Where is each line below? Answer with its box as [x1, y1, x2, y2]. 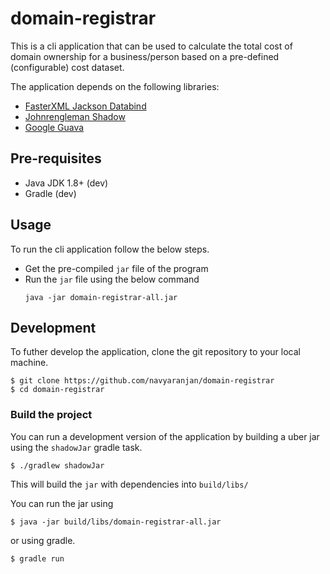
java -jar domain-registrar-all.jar [24, 292, 178, 302]
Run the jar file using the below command [24, 273, 200, 285]
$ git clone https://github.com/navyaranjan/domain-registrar [10, 376, 275, 386]
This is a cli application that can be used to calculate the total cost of [10, 40, 293, 52]
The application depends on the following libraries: [10, 80, 220, 92]
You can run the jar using [10, 497, 114, 509]
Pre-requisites [10, 150, 102, 167]
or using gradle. [10, 534, 76, 546]
